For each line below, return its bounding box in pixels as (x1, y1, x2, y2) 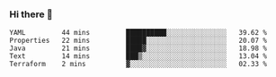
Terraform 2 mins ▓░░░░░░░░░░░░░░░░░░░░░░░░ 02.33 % (9, 60, 268, 69)
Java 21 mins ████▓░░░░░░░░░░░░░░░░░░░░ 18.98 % (9, 44, 268, 53)
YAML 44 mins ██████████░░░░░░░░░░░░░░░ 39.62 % (9, 29, 268, 38)
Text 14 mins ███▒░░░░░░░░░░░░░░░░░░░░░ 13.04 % (9, 52, 268, 61)
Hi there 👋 (9, 8, 54, 21)
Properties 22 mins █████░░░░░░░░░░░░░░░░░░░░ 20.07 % (9, 36, 268, 46)
